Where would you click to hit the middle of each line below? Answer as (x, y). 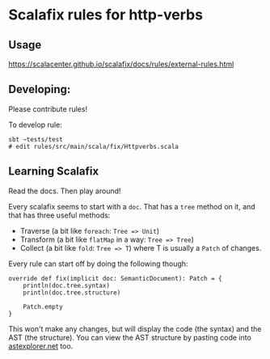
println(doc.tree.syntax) (67, 285)
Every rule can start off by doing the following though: (98, 264)
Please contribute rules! (48, 109)
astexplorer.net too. (41, 346)
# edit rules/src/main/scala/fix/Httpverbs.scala (94, 146)
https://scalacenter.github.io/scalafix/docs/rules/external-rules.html (121, 64)
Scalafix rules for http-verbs (106, 15)
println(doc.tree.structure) (72, 293)
